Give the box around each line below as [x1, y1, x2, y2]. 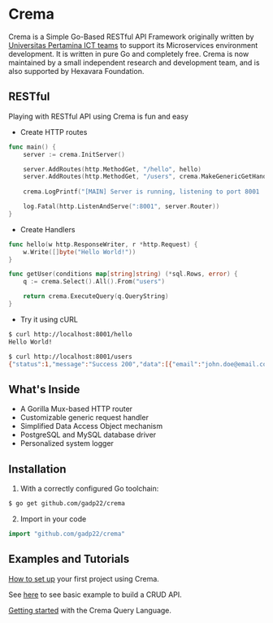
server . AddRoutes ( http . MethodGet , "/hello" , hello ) [23, 165, 201, 173]
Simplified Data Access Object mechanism [19, 422, 163, 431]
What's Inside [8, 383, 80, 396]
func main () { [8, 143, 57, 151]
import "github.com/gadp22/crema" [8, 530, 126, 538]
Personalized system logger [19, 439, 114, 448]
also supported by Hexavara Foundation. [8, 66, 145, 76]
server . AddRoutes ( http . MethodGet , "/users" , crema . [23, 172, 201, 181]
